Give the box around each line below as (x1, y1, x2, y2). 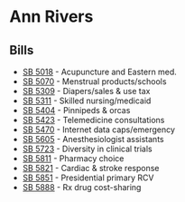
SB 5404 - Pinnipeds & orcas (22, 105, 131, 115)
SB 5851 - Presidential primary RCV (22, 172, 154, 183)
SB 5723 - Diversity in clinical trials (22, 143, 153, 154)
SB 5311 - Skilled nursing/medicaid (22, 95, 152, 106)
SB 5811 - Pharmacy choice (22, 153, 125, 164)
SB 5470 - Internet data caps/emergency (22, 124, 176, 135)
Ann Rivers (9, 6, 94, 27)
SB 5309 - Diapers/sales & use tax (22, 86, 151, 96)
